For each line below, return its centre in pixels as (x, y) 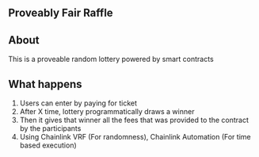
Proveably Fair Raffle (61, 13)
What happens (45, 84)
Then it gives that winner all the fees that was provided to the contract (134, 120)
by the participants (50, 128)
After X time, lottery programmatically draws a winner (107, 112)
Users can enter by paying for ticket (78, 103)
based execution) (48, 145)
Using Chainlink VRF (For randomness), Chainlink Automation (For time (135, 137)
